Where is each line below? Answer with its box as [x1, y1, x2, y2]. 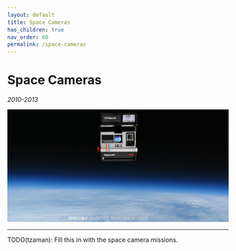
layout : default [7, 11, 55, 18]
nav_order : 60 [7, 34, 49, 41]
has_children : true [7, 26, 65, 33]
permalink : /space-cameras [7, 41, 86, 49]
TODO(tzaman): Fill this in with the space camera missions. [7, 236, 178, 244]
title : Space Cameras [7, 18, 71, 26]
